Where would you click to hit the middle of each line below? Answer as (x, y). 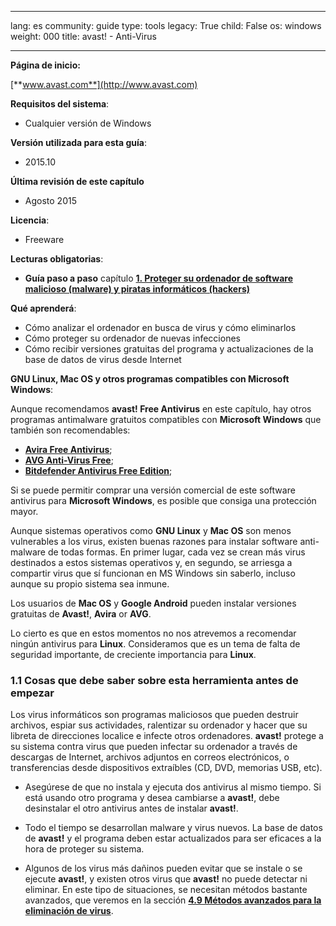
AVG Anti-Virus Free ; (69, 460)
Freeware (44, 239)
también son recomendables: (70, 430)
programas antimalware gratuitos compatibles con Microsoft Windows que (166, 419)
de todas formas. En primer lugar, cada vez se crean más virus (176, 552)
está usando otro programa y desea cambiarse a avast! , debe (152, 798)
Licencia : (30, 220)
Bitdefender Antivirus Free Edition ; (98, 470)
